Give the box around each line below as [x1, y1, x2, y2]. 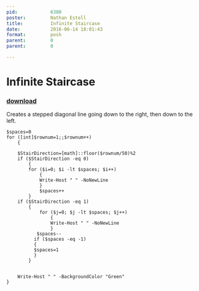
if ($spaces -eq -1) [33, 236, 87, 243]
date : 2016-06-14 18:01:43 [6, 26, 103, 32]
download [6, 96, 37, 105]
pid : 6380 [6, 9, 62, 15]
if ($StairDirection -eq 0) [17, 156, 89, 162]
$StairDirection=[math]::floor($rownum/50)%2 [17, 151, 136, 157]
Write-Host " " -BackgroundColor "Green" [17, 274, 125, 280]
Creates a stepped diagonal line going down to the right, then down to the [6, 111, 193, 118]
